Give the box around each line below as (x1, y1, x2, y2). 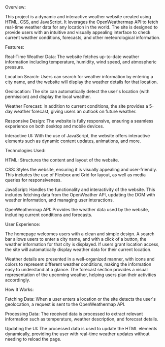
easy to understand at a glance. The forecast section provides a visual (5, 267, 148, 272)
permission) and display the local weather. (5, 94, 91, 99)
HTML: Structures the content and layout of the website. (5, 157, 119, 163)
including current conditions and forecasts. (5, 212, 93, 218)
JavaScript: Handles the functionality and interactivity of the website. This (5, 187, 155, 192)
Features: (5, 44, 25, 50)
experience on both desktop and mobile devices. (5, 123, 104, 129)
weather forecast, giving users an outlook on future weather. (14, 108, 137, 114)
